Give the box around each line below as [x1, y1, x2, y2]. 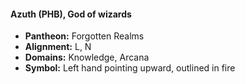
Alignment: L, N [24, 41, 92, 53]
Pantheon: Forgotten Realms [24, 30, 145, 42]
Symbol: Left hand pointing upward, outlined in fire [24, 62, 236, 74]
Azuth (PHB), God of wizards [10, 8, 132, 20]
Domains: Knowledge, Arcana [24, 51, 150, 64]
